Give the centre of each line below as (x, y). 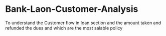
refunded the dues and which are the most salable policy (64, 28)
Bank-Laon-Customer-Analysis (72, 9)
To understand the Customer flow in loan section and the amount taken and (83, 23)
